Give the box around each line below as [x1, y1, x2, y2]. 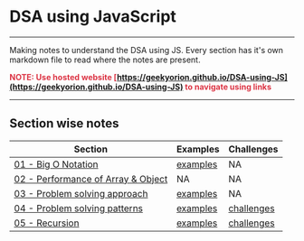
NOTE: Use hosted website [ [9, 71, 118, 82]
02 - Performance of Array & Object [14, 172, 168, 185]
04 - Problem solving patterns [14, 201, 143, 214]
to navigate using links [185, 81, 272, 92]
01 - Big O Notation [14, 158, 99, 171]
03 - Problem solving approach [14, 187, 148, 199]
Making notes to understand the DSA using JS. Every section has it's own [9, 44, 283, 55]
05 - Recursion [14, 217, 80, 229]
